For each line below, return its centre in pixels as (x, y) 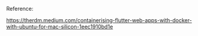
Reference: (20, 9)
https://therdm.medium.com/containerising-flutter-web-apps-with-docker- (99, 20)
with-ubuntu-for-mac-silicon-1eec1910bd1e (60, 27)
